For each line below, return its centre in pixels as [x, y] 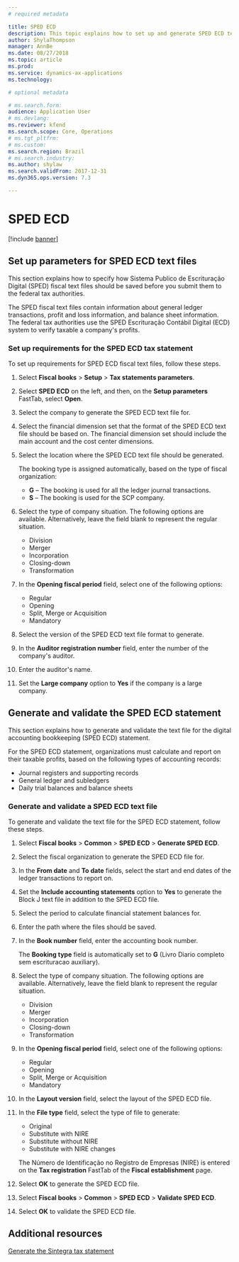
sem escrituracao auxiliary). [59, 962]
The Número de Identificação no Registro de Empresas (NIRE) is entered [124, 1163]
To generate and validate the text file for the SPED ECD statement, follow [114, 822]
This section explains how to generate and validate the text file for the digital [119, 730]
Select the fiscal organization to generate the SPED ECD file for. [111, 857]
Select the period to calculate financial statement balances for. [110, 913]
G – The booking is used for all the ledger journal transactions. [120, 490]
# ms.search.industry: [41, 158]
